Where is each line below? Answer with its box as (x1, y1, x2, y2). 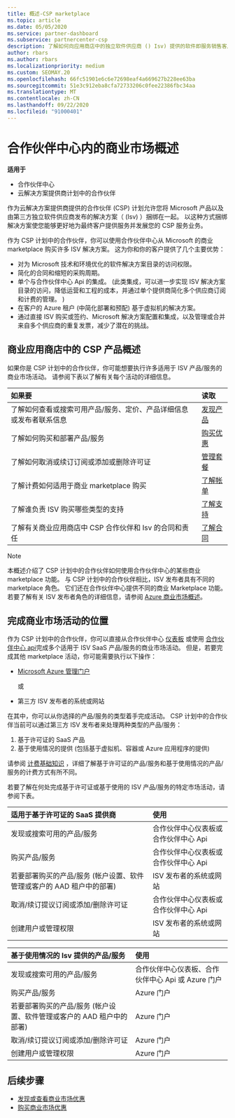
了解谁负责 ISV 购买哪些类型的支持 (10, 504, 124, 514)
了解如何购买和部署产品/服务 (10, 433, 105, 443)
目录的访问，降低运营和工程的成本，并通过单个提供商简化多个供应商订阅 (17, 285, 226, 295)
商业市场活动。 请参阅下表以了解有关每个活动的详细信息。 (7, 372, 175, 381)
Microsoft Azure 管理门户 (17, 667, 91, 675)
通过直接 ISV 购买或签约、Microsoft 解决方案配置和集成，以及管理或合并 (17, 312, 226, 321)
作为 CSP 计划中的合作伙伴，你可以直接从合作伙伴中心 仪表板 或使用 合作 (7, 635, 218, 643)
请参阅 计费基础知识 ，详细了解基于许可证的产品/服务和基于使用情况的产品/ (7, 759, 224, 768)
